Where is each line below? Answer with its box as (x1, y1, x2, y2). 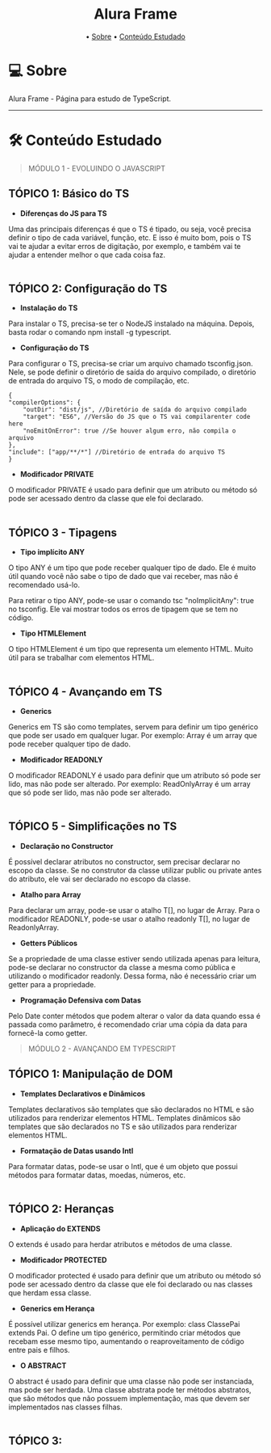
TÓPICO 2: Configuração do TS (8, 282, 168, 296)
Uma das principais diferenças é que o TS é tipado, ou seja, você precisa (8, 224, 252, 234)
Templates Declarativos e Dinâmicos (19, 1088, 146, 1098)
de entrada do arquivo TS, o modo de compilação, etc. (8, 376, 190, 386)
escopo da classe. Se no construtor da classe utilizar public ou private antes (8, 865, 262, 875)
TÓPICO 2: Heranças (8, 1202, 115, 1216)
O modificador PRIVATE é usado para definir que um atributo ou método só (8, 485, 258, 495)
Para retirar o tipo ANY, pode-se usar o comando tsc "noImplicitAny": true (8, 596, 254, 606)
